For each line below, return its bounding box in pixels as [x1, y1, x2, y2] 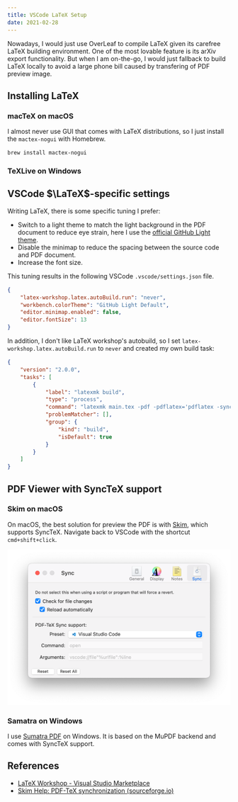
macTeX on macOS [7, 111, 74, 120]
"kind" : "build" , [57, 426, 110, 433]
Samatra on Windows [7, 716, 83, 725]
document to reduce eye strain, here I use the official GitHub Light [17, 227, 211, 237]
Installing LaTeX [7, 89, 79, 102]
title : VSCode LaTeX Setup [7, 11, 87, 18]
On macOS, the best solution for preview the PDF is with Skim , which [7, 520, 209, 529]
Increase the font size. [17, 258, 83, 266]
